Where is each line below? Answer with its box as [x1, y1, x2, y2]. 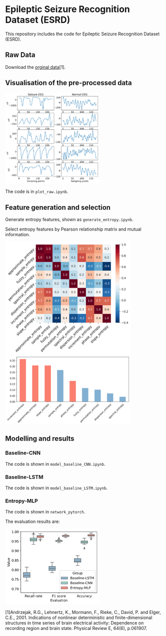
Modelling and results [5, 435, 74, 443]
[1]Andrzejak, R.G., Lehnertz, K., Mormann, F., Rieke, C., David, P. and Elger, [5, 609, 161, 615]
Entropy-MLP [5, 497, 38, 504]
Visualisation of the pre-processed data [5, 79, 132, 87]
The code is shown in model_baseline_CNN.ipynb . [5, 461, 106, 467]
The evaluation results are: [5, 518, 60, 524]
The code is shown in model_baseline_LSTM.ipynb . [5, 485, 108, 491]
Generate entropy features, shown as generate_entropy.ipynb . [5, 217, 133, 222]
